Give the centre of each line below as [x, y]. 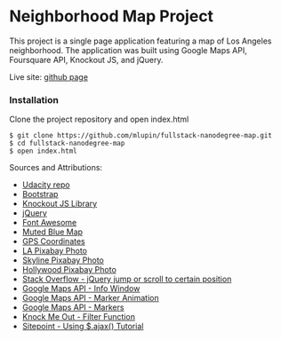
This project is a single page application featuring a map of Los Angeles [140, 41]
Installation [34, 99]
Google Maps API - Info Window [81, 289]
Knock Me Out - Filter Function [79, 317]
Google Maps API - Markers [73, 307]
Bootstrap [40, 194]
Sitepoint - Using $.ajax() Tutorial [83, 327]
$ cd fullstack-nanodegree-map [67, 144]
